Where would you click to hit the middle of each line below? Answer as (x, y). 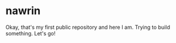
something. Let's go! (31, 33)
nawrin (23, 11)
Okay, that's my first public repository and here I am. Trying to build (88, 27)
